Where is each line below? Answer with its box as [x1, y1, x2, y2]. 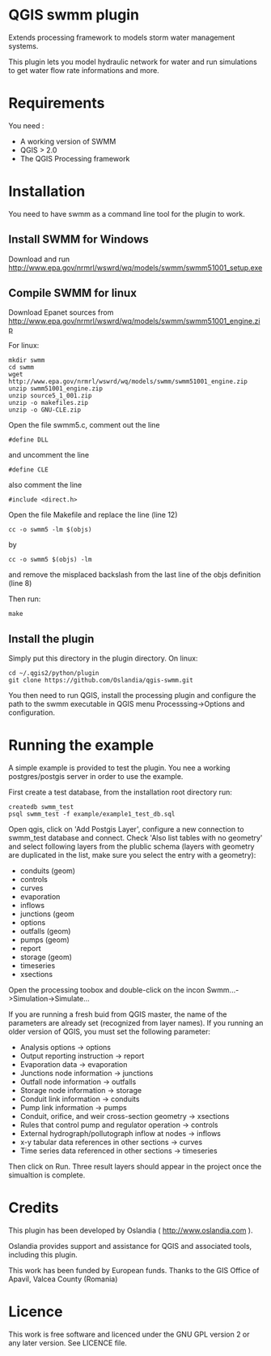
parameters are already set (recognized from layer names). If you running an [8, 1018, 264, 1028]
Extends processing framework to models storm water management [8, 32, 235, 42]
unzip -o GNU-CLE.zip [8, 406, 82, 415]
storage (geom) [19, 952, 73, 962]
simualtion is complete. [8, 1170, 86, 1180]
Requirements [8, 94, 105, 113]
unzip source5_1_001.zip [8, 392, 92, 400]
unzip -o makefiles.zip [8, 399, 89, 407]
